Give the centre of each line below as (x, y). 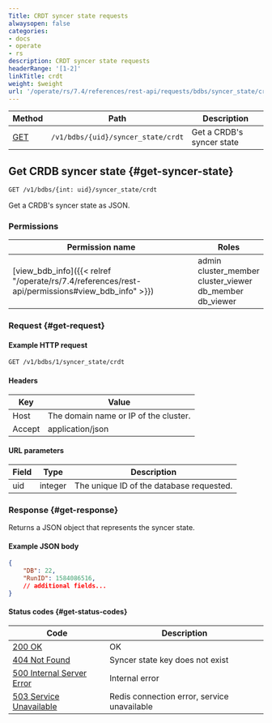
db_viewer (217, 302)
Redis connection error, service (169, 696)
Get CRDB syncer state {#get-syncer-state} (121, 171)
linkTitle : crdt (36, 76)
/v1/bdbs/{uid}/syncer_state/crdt (118, 137)
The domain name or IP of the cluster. (119, 416)
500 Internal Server (50, 673)
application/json (78, 429)
